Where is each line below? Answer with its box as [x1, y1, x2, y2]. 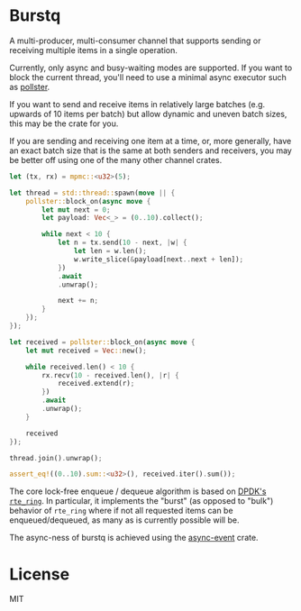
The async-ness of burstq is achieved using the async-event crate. [9, 533, 259, 543]
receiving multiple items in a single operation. [9, 44, 178, 55]
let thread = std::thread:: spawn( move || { [9, 188, 176, 197]
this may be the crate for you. [9, 118, 119, 129]
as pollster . [9, 81, 50, 92]
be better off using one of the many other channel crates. [9, 154, 223, 165]
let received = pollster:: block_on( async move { [9, 337, 196, 347]
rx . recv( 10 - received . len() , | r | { [41, 370, 179, 379]
